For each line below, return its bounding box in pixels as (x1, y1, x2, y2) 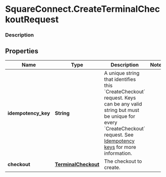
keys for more (104, 143, 136, 150)
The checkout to (104, 158, 142, 165)
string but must (104, 106, 139, 113)
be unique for (104, 112, 135, 119)
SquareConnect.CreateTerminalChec (5, 3, 160, 15)
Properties (5, 47, 39, 55)
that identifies (104, 75, 136, 82)
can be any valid (104, 100, 142, 107)
